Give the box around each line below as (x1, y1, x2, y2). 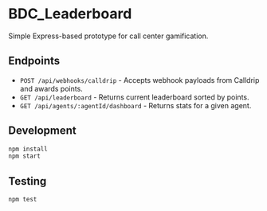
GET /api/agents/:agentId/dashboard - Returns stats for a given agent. (19, 100, 252, 110)
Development (8, 124, 77, 138)
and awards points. (19, 84, 84, 93)
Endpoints (8, 54, 61, 68)
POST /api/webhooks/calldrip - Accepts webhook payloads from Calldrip (19, 75, 260, 84)
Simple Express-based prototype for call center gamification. (8, 31, 209, 41)
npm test (8, 196, 37, 204)
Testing (8, 174, 47, 188)
